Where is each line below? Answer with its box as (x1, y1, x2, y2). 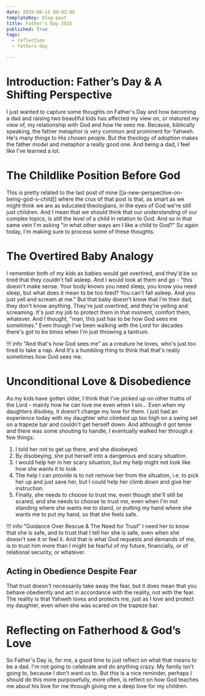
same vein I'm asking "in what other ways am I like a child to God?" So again (6, 221, 199, 228)
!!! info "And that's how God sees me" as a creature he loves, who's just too (6, 340, 196, 347)
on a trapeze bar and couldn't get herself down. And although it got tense (6, 421, 192, 428)
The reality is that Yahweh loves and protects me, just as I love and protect (6, 595, 194, 603)
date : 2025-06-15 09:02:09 (6, 9, 75, 15)
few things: (6, 433, 35, 441)
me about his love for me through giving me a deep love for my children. (6, 683, 188, 690)
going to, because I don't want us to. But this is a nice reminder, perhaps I (6, 670, 192, 677)
